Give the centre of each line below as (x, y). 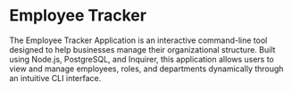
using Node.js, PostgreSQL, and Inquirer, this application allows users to (142, 59)
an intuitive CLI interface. (55, 78)
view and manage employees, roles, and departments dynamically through (146, 69)
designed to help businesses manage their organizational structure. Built (142, 49)
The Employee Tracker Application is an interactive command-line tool (138, 40)
